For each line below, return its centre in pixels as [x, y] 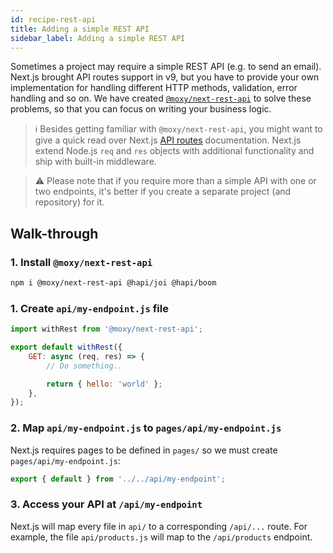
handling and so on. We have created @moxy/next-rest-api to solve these [161, 98]
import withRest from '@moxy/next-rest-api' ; [106, 329]
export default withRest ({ [66, 347]
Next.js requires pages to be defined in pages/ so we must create [144, 450]
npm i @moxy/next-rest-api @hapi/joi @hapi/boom [113, 283]
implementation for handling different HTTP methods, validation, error [154, 88]
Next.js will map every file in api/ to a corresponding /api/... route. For [159, 526]
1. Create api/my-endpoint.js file [89, 308]
